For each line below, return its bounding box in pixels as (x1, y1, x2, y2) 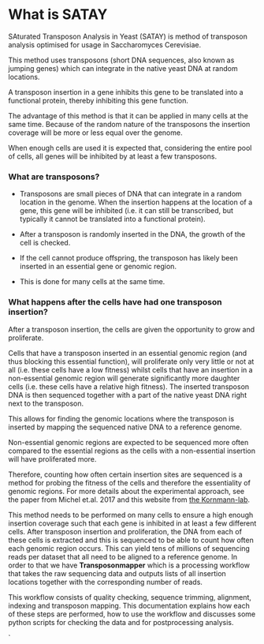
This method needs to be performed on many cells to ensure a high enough (8, 510, 254, 519)
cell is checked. (19, 238, 71, 248)
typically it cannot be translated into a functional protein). (19, 215, 206, 224)
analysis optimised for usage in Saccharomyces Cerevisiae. (8, 39, 202, 49)
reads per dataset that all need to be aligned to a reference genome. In (8, 552, 238, 561)
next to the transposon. (8, 399, 84, 408)
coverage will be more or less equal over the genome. (8, 128, 183, 137)
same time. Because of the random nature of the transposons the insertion (8, 119, 251, 129)
